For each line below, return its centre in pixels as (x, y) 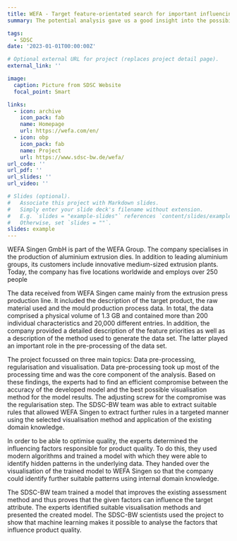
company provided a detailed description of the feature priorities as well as (116, 331)
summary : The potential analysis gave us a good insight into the (107, 21)
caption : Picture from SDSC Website (67, 85)
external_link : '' (34, 66)
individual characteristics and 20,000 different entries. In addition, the (109, 324)
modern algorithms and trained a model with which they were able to (107, 456)
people (18, 280)
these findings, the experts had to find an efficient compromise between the (118, 382)
